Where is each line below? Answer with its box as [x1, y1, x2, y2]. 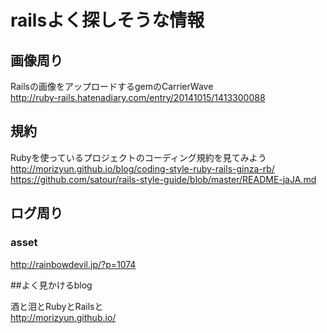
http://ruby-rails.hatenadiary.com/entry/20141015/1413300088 [10, 92, 266, 103]
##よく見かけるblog [10, 279, 93, 291]
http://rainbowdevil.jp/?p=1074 [10, 258, 137, 270]
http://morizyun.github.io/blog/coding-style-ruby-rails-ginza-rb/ [10, 162, 275, 175]
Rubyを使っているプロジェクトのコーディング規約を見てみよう [10, 151, 267, 163]
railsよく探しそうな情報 [10, 9, 205, 32]
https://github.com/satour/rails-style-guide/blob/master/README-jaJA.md [10, 173, 317, 185]
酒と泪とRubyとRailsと [10, 300, 104, 312]
